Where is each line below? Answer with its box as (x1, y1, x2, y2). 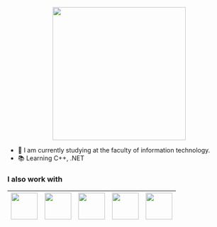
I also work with (7, 174, 63, 184)
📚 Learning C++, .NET (17, 154, 85, 162)
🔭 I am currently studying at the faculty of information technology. (17, 146, 211, 154)
